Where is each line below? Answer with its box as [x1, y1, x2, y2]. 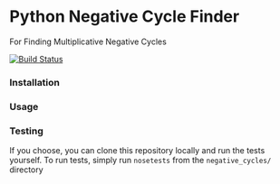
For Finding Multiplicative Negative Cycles [9, 36, 168, 47]
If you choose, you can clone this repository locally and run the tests [9, 145, 266, 156]
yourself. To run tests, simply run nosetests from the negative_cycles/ [9, 155, 272, 166]
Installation [9, 76, 61, 88]
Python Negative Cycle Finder [9, 6, 240, 27]
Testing [9, 124, 43, 137]
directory [9, 164, 43, 175]
